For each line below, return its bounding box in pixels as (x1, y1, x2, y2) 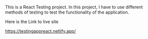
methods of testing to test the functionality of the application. (5, 9, 129, 15)
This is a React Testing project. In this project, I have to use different (5, 4, 143, 10)
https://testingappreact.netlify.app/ (5, 28, 76, 34)
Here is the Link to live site (5, 19, 59, 24)
